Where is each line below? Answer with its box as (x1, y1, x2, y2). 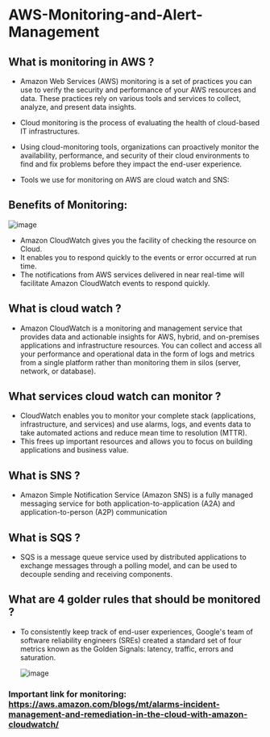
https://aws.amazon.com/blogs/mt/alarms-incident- (8, 698, 220, 710)
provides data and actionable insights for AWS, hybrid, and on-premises (19, 331, 260, 341)
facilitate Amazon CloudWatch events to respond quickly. (19, 278, 210, 288)
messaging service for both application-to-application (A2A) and (19, 499, 235, 508)
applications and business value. (19, 445, 129, 455)
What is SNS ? (8, 469, 81, 482)
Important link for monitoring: (8, 689, 127, 700)
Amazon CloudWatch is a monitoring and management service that (19, 323, 243, 333)
